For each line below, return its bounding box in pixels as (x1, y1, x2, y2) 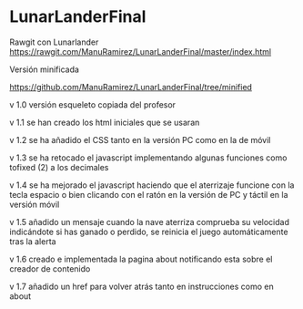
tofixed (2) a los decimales (9, 161, 109, 172)
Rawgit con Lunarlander (9, 36, 99, 47)
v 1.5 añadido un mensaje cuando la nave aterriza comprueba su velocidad (9, 216, 289, 227)
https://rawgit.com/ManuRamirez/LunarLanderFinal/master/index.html (9, 46, 271, 57)
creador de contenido (9, 263, 91, 274)
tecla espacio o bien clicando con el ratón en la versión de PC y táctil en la (9, 189, 288, 200)
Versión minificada (9, 64, 80, 75)
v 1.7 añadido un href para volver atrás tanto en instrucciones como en (9, 281, 275, 292)
